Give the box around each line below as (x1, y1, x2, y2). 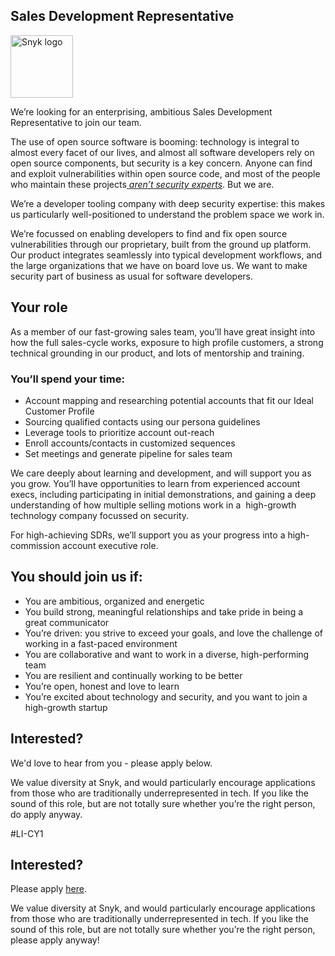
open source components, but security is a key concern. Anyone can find (10, 157, 313, 169)
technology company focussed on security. (10, 509, 190, 521)
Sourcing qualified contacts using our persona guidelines (24, 415, 261, 428)
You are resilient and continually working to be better (24, 669, 243, 681)
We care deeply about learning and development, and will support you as (10, 467, 312, 479)
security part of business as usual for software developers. (10, 270, 254, 282)
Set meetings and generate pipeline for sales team (24, 447, 233, 459)
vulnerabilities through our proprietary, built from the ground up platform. (10, 238, 312, 250)
